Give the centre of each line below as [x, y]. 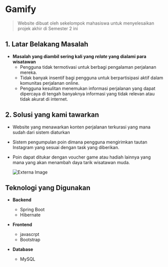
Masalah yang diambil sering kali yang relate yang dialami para [79, 56]
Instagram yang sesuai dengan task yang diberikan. [66, 147]
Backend [22, 200]
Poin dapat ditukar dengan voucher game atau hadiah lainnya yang [82, 157]
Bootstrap [30, 240]
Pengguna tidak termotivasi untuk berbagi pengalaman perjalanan [88, 67]
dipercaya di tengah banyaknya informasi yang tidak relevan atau [87, 93]
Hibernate [30, 215]
